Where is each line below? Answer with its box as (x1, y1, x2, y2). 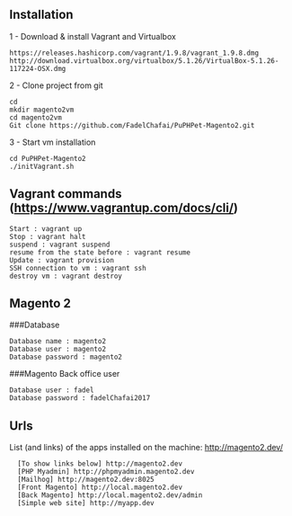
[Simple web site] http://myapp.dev (17, 499, 155, 508)
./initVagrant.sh (9, 162, 75, 171)
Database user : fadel (9, 386, 94, 395)
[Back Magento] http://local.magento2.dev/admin (17, 491, 203, 500)
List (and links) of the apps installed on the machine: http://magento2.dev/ (9, 442, 283, 453)
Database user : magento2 (9, 345, 106, 354)
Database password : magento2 (9, 352, 123, 362)
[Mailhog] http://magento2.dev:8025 (17, 476, 155, 485)
